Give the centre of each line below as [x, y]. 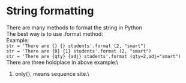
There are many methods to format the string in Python [74, 27]
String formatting [50, 11]
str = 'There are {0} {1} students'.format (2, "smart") [79, 51]
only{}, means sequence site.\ [52, 73]
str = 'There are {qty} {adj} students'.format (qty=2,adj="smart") [94, 56]
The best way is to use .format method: [55, 33]
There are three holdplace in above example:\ [62, 62]
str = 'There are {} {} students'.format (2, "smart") [76, 46]
